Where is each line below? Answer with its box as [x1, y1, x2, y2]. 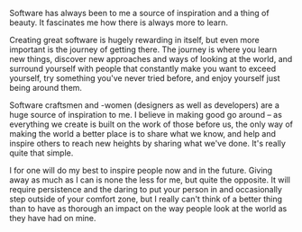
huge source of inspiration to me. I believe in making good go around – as [9, 110, 282, 120]
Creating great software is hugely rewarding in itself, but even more [9, 35, 260, 45]
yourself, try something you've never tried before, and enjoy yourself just [9, 73, 281, 84]
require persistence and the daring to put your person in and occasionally [9, 184, 282, 194]
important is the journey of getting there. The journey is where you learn [9, 44, 278, 55]
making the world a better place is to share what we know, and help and [9, 129, 277, 138]
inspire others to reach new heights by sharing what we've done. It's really [9, 138, 287, 148]
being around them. [9, 83, 83, 93]
